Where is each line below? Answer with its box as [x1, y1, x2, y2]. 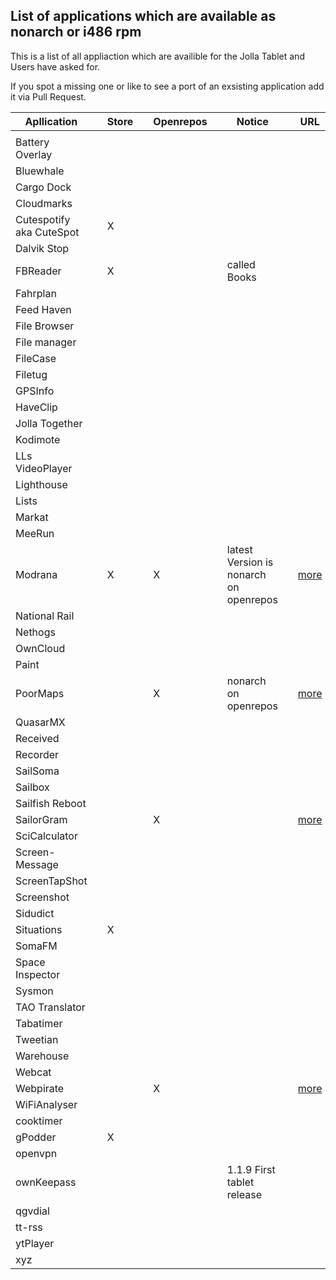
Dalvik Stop [15, 241, 70, 255]
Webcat [15, 1065, 52, 1079]
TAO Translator [15, 1000, 86, 1014]
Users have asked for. [10, 60, 101, 73]
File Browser [15, 319, 75, 333]
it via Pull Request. [10, 90, 87, 103]
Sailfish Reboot [15, 796, 87, 810]
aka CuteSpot [15, 225, 80, 239]
